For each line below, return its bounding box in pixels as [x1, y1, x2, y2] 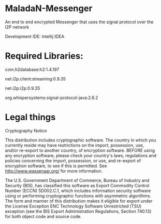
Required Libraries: [5, 50, 84, 62]
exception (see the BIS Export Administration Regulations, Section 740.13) [5, 208, 151, 214]
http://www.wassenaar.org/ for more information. [5, 168, 103, 174]
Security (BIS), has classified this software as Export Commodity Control [5, 182, 150, 188]
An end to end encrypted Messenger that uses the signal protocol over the [5, 19, 154, 25]
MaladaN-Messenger [5, 3, 93, 14]
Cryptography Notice [5, 128, 47, 133]
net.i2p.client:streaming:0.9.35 [5, 76, 66, 81]
